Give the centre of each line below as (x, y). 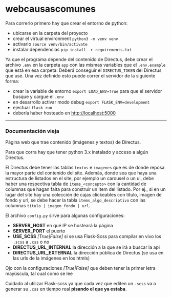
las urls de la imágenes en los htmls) (51, 258)
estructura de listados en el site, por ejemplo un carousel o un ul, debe (80, 179)
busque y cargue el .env (38, 96)
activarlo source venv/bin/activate (50, 44)
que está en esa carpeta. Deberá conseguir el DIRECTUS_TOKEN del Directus (83, 70)
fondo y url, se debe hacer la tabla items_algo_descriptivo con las (76, 200)
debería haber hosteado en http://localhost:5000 (64, 113)
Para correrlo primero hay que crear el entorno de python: (67, 23)
